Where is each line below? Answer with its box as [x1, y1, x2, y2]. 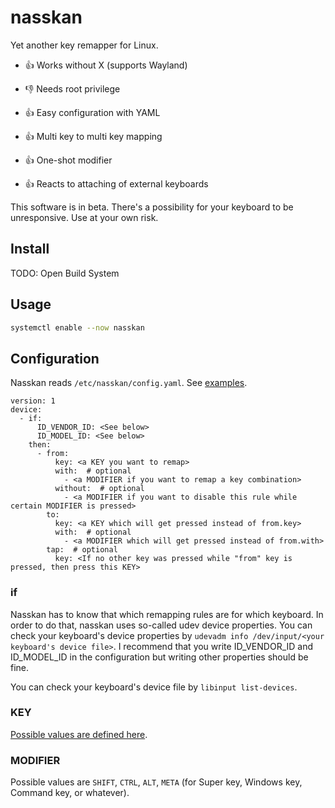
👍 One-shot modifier [24, 154, 113, 166]
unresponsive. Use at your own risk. [10, 211, 159, 223]
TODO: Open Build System [10, 267, 120, 279]
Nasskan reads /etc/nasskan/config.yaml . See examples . [10, 377, 248, 389]
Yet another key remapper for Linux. [10, 39, 159, 51]
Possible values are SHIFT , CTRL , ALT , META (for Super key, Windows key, [10, 776, 303, 788]
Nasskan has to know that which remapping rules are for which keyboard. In [10, 608, 324, 620]
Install [10, 241, 50, 258]
